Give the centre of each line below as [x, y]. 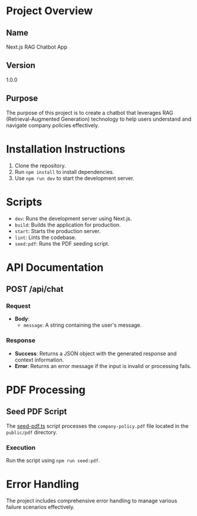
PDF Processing [46, 390]
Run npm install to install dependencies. [64, 172]
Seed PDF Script [37, 412]
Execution [21, 447]
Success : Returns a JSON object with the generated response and [96, 353]
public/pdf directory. [32, 432]
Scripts [24, 202]
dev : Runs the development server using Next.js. [73, 218]
